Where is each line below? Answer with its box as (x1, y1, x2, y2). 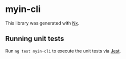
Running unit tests (5, 34, 64, 43)
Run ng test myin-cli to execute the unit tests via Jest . (5, 47, 121, 53)
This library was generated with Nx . (5, 20, 79, 26)
